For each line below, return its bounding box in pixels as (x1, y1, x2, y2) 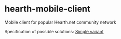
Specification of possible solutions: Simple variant (4, 28, 104, 34)
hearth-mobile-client (4, 3, 91, 14)
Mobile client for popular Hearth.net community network (4, 19, 117, 25)
